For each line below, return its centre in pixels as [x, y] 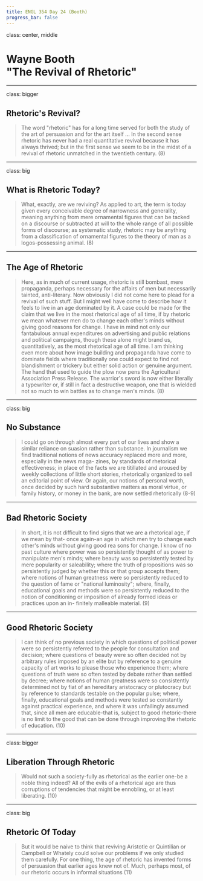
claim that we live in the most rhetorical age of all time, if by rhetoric [105, 314]
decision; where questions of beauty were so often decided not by [104, 655]
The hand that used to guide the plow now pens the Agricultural [100, 371]
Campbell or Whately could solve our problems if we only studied [102, 853]
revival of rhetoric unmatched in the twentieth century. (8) [93, 153]
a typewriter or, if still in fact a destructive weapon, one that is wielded [108, 385]
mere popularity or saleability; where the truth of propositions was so [107, 565]
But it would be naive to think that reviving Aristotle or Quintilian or [103, 847]
